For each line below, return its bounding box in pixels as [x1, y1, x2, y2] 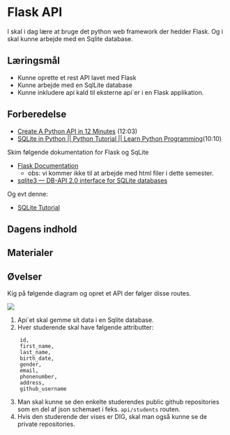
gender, [20, 361, 42, 368]
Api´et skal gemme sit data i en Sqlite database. [17, 316, 155, 324]
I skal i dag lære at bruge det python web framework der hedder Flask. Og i [7, 27, 224, 36]
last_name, [20, 349, 52, 356]
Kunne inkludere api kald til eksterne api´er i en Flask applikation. [17, 88, 204, 96]
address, [20, 379, 45, 387]
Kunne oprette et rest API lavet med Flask [17, 73, 137, 82]
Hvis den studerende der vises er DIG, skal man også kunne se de [17, 413, 208, 421]
